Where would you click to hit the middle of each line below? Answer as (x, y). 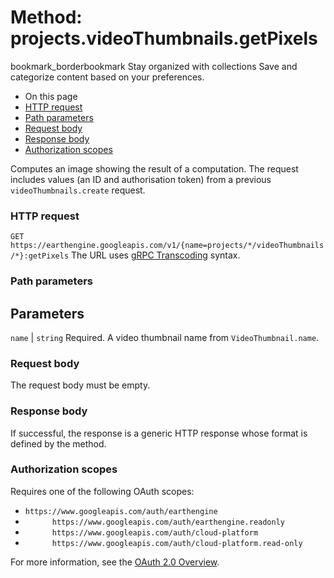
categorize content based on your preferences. (107, 77)
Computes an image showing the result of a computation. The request (154, 168)
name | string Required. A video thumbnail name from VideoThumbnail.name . (165, 337)
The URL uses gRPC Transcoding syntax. (156, 255)
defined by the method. (58, 443)
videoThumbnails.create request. (78, 190)
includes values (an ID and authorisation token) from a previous (141, 179)
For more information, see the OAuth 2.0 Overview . (115, 562)
